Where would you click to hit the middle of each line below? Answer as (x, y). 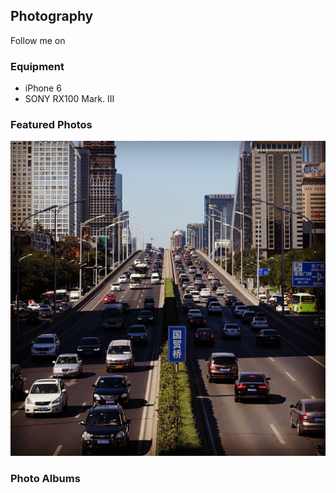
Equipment (37, 66)
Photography (52, 16)
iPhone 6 (43, 88)
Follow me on (38, 40)
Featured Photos (51, 125)
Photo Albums (45, 479)
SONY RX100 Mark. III (69, 99)
